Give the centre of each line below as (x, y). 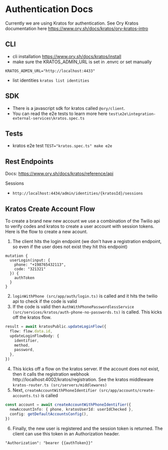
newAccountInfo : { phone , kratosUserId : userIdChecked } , (72, 409)
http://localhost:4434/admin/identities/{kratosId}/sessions (78, 194)
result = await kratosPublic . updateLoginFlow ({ (56, 326)
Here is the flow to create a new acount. (46, 232)
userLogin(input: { (30, 260)
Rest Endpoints (29, 161)
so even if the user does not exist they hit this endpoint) (70, 247)
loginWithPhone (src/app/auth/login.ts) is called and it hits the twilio (85, 296)
